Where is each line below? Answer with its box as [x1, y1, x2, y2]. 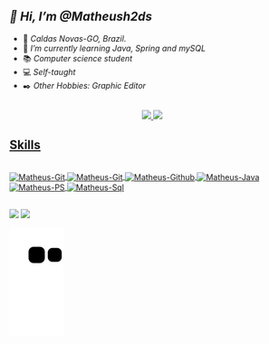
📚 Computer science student [22, 53, 133, 63]
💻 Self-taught [22, 66, 76, 77]
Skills [9, 137, 41, 152]
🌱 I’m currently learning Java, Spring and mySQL [22, 43, 207, 53]
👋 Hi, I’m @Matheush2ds [9, 9, 152, 24]
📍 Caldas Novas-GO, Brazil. [22, 33, 127, 43]
